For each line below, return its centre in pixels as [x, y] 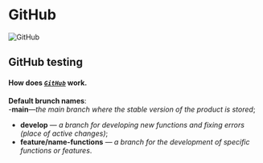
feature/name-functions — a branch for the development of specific [135, 141]
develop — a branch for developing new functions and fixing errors [132, 124]
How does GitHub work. [48, 83]
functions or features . [56, 150]
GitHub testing [45, 62]
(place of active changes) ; [64, 133]
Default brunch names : [47, 100]
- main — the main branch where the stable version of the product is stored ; [132, 109]
